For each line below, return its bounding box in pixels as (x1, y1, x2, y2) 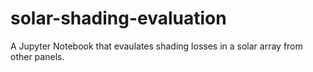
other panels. (10, 50, 65, 62)
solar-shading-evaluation (10, 7, 227, 30)
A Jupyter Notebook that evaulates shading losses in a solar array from (10, 40, 303, 52)
